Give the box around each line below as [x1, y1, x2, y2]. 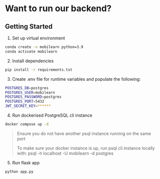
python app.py [5, 169, 34, 174]
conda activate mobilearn [5, 49, 57, 54]
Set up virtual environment [12, 35, 65, 41]
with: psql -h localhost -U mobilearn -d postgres [16, 150, 114, 156]
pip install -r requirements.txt [5, 67, 73, 72]
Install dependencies [12, 58, 54, 64]
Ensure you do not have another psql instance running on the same [16, 130, 151, 136]
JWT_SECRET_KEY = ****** [5, 104, 51, 108]
